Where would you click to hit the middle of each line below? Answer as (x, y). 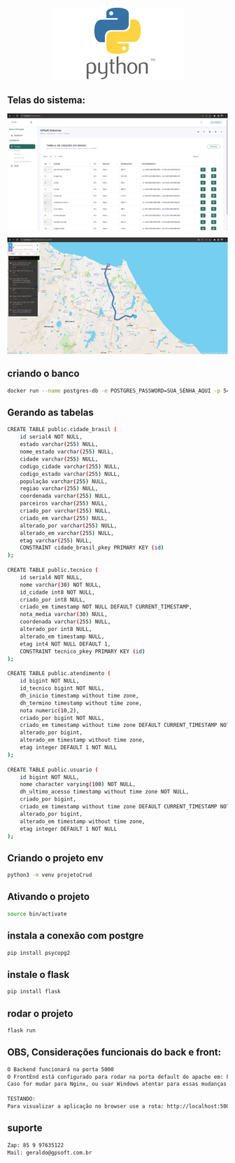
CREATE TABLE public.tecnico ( (53, 570)
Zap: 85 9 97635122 (36, 1145)
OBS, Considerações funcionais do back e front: (114, 1053)
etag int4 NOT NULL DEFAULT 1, (65, 644)
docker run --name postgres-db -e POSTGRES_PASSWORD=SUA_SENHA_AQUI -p (114, 390)
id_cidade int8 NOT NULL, (58, 592)
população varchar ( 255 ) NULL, (64, 481)
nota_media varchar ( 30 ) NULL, (64, 614)
